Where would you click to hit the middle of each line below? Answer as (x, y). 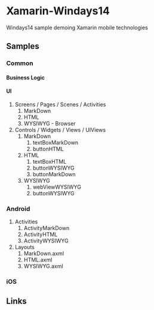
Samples (23, 46)
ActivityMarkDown (47, 228)
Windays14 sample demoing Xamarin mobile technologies (77, 27)
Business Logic (26, 77)
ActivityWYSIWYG (46, 241)
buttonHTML (48, 149)
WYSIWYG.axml (44, 266)
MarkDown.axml (44, 254)
